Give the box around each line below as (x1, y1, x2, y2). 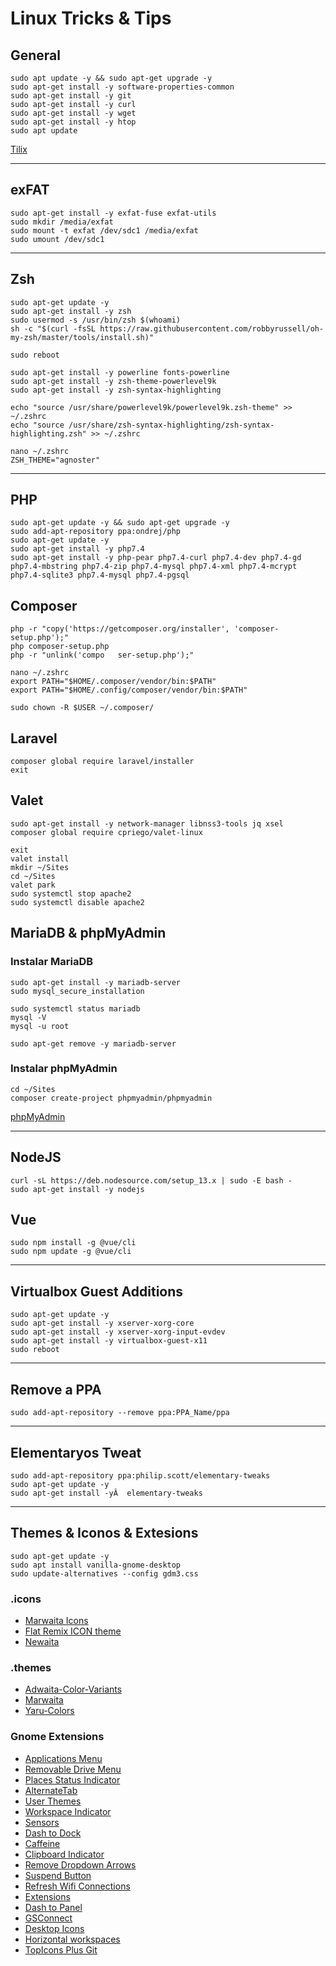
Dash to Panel (24, 1901, 83, 1913)
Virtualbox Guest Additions (10, 1283, 184, 1300)
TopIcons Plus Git (24, 1943, 98, 1956)
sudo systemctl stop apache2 (10, 888, 132, 899)
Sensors (24, 1816, 60, 1828)
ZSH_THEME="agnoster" (10, 455, 101, 465)
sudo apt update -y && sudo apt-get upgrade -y (10, 73, 213, 83)
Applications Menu (24, 1752, 103, 1764)
